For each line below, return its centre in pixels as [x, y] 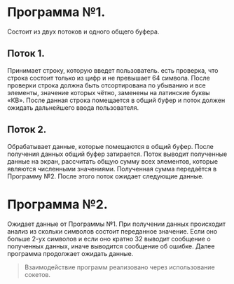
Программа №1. [56, 12]
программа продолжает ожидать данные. [70, 253]
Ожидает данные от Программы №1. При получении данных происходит [117, 224]
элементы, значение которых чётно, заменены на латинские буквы [109, 92]
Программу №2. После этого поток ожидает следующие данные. [106, 176]
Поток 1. [26, 54]
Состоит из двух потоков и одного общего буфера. [83, 31]
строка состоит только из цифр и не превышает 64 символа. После [109, 78]
